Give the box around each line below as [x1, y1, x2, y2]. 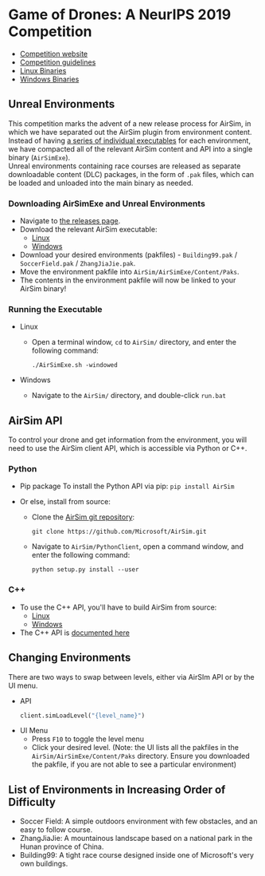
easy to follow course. [19, 825, 93, 835]
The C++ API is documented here [19, 628, 130, 637]
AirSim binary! [19, 284, 67, 294]
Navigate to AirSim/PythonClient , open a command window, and [31, 542, 244, 551]
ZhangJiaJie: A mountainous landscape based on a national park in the [19, 834, 253, 843]
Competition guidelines [19, 57, 96, 67]
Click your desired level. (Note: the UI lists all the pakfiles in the [31, 743, 239, 752]
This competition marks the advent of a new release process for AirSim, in [8, 118, 251, 128]
